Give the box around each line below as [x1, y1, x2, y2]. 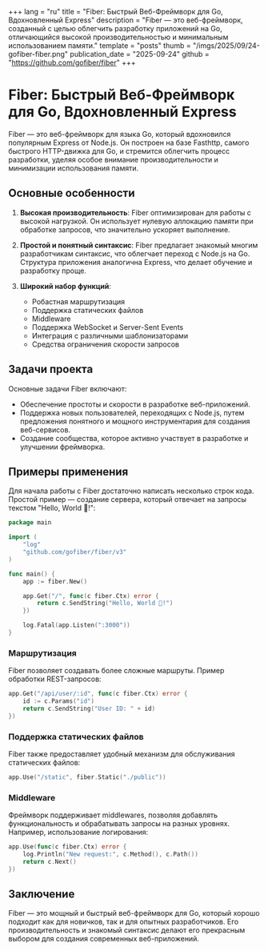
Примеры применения [8, 464, 129, 479]
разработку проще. [19, 266, 86, 275]
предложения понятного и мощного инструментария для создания [19, 416, 250, 426]
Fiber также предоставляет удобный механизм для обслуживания [8, 748, 235, 759]
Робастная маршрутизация [31, 296, 126, 307]
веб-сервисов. [19, 424, 70, 435]
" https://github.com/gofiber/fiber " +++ [8, 58, 136, 67]
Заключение [8, 888, 75, 901]
